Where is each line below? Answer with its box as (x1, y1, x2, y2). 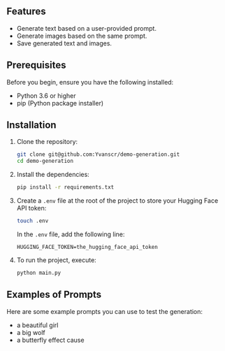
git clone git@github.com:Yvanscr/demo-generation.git (16, 151, 180, 158)
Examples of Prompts (6, 289, 102, 301)
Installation (6, 119, 57, 131)
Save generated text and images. (16, 38, 112, 48)
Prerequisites (6, 59, 66, 71)
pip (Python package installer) (16, 99, 104, 107)
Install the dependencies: (16, 171, 90, 179)
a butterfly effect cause (16, 336, 85, 344)
